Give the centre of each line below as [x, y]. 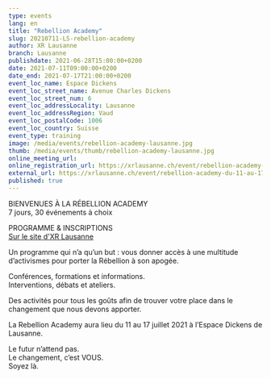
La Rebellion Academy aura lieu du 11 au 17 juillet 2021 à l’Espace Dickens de [135, 324]
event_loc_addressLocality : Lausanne [72, 106]
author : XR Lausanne [43, 46]
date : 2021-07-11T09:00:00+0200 [63, 69]
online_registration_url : [52, 166]
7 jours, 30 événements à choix [60, 212]
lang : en [23, 23]
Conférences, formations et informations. [77, 276]
